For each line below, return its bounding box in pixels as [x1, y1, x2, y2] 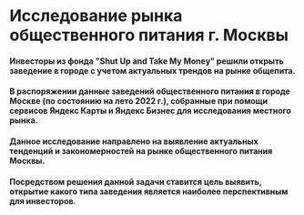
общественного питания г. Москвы [9, 25, 289, 46]
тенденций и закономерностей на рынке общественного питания [9, 145, 273, 156]
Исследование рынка [9, 5, 183, 26]
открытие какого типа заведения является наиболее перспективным [9, 186, 289, 197]
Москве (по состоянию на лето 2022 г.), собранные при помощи [9, 96, 269, 107]
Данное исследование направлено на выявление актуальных [9, 136, 259, 147]
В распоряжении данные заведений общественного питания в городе [9, 86, 291, 97]
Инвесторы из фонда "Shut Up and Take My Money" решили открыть [9, 56, 284, 67]
